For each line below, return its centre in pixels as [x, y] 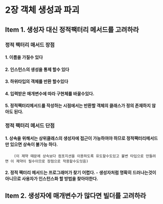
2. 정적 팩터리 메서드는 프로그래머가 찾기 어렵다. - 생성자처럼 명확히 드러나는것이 [81, 173]
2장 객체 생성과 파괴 [42, 10]
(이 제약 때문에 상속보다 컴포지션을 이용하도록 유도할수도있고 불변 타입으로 [79, 156]
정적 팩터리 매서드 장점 [30, 45]
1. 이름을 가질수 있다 [24, 57]
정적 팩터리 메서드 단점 [30, 126]
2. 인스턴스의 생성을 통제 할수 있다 [37, 69]
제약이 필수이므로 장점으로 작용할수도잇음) [52, 161]
